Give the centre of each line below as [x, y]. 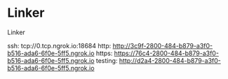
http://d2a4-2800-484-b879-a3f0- [170, 60]
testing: [107, 60]
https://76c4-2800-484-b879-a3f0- [167, 53]
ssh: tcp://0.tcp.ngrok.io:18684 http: [59, 45]
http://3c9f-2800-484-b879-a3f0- [163, 45]
